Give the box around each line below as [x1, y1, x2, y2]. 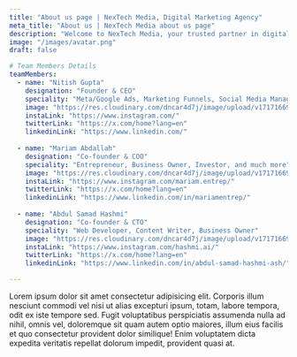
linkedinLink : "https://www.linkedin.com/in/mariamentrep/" [25, 194, 251, 202]
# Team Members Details [9, 62, 97, 71]
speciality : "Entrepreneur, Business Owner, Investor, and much [25, 160, 267, 169]
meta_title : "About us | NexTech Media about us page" [9, 21, 216, 30]
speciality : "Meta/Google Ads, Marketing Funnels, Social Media [25, 95, 267, 103]
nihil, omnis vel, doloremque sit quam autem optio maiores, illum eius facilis [9, 319, 284, 330]
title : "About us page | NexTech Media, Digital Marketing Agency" [9, 12, 263, 22]
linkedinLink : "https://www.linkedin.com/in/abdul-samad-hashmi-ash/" [25, 259, 291, 268]
